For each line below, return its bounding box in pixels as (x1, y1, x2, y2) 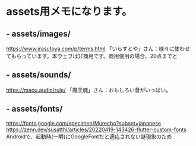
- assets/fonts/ (6, 104, 63, 114)
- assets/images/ (6, 28, 71, 38)
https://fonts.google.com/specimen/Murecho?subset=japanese (6, 119, 162, 126)
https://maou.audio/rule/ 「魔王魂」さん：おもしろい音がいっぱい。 (6, 86, 171, 93)
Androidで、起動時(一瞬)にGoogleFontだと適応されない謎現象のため (6, 133, 172, 140)
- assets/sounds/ (6, 70, 71, 80)
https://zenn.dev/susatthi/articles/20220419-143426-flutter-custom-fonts (6, 126, 187, 133)
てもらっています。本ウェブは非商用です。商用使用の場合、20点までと (6, 53, 178, 59)
